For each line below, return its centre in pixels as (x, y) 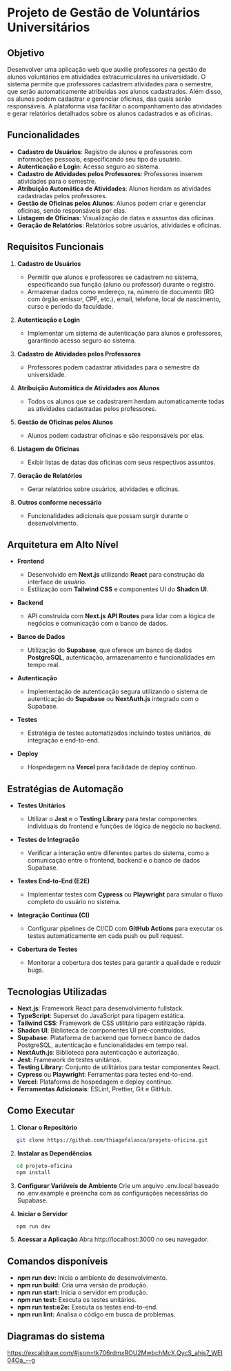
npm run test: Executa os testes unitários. (77, 1300)
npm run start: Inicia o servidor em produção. (82, 1292)
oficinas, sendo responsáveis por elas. (72, 210)
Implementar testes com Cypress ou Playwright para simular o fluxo (125, 894)
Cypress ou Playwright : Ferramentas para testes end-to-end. (105, 1075)
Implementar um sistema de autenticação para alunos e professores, (125, 333)
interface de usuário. (57, 582)
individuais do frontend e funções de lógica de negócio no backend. (124, 826)
